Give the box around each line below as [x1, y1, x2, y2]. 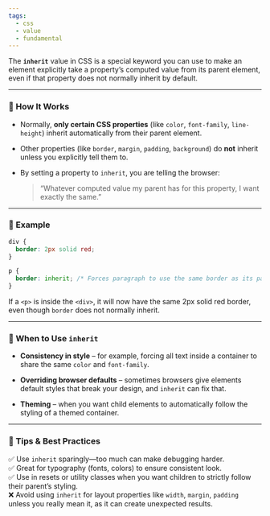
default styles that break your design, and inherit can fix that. [19, 384, 227, 394]
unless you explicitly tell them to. [19, 152, 129, 162]
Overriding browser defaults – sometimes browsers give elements [19, 375, 242, 385]
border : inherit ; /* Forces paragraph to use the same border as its [15, 275, 253, 283]
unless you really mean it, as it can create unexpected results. [8, 498, 213, 508]
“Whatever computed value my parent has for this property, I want [39, 183, 260, 193]
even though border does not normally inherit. [8, 305, 161, 315]
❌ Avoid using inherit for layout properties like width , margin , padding [8, 489, 239, 499]
